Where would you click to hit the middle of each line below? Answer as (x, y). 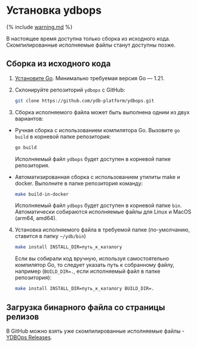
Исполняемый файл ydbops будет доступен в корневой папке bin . (98, 206)
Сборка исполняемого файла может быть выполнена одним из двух (102, 112)
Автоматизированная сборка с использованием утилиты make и (97, 176)
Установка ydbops (54, 10)
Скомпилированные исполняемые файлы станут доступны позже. (91, 45)
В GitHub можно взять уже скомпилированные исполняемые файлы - (96, 331)
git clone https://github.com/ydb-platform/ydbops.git (84, 101)
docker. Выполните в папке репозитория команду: (79, 183)
